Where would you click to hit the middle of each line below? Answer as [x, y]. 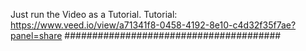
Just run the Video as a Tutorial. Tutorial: [94, 14]
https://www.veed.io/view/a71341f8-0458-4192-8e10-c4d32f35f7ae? [153, 25]
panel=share [36, 35]
